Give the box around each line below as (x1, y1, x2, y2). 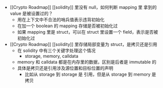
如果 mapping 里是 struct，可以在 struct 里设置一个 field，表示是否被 (17, 29, 158, 35)
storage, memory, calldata (24, 53, 79, 59)
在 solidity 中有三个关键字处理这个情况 (17, 47, 96, 53)
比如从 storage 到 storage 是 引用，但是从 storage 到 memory (24, 71, 151, 77)
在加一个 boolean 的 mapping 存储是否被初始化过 (17, 23, 118, 29)
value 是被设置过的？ (9, 10, 53, 16)
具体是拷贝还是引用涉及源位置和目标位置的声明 (17, 65, 113, 71)
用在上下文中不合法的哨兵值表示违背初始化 (17, 17, 105, 22)
